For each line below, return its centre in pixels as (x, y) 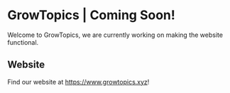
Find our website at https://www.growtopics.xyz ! (78, 82)
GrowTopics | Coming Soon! (91, 15)
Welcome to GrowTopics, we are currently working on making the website (115, 35)
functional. (23, 42)
